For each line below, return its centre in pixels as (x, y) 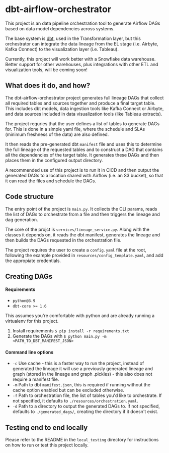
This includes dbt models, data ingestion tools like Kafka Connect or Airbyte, (84, 108)
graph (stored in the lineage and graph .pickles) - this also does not (82, 374)
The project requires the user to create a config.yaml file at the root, (76, 250)
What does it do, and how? (48, 86)
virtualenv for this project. (32, 321)
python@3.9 (24, 301)
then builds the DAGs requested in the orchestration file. (63, 240)
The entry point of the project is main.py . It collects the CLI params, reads (81, 209)
